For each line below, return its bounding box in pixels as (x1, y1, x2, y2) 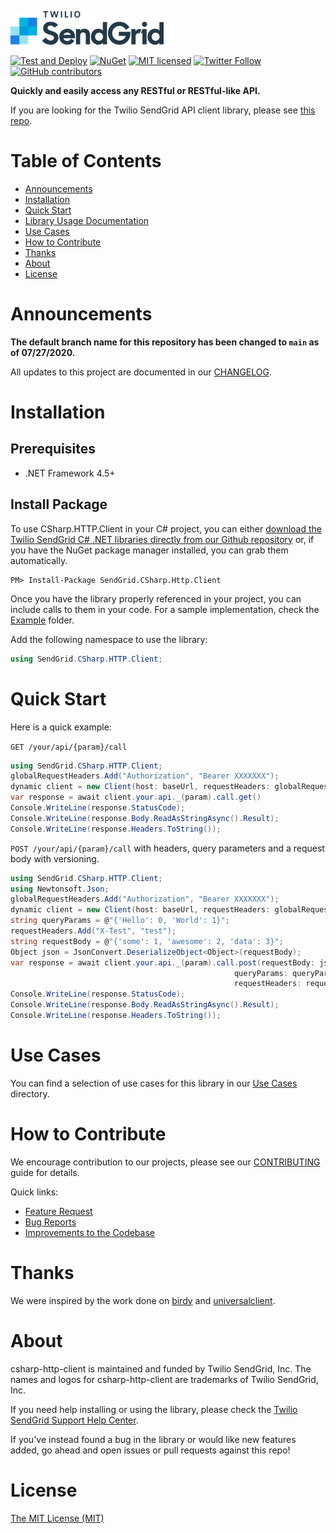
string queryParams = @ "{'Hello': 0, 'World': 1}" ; (10, 916, 230, 926)
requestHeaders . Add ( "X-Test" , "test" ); (10, 926, 177, 936)
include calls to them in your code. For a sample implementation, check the (10, 603, 320, 615)
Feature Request (24, 1205, 93, 1217)
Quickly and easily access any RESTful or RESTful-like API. (10, 85, 261, 96)
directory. (10, 1087, 50, 1100)
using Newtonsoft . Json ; (10, 884, 110, 894)
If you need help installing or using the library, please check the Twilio (10, 1403, 298, 1415)
